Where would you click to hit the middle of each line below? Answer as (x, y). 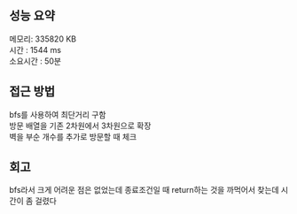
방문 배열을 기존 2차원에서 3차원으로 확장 (80, 126)
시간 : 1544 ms (35, 50)
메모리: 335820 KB (43, 39)
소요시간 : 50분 (35, 61)
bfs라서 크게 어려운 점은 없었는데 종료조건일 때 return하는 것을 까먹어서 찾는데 (144, 190)
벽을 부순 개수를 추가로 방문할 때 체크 (73, 136)
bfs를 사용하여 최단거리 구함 (58, 114)
